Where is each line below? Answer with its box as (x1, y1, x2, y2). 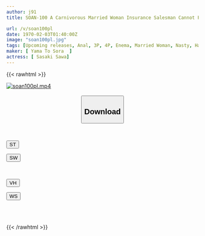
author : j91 (6, 9, 37, 15)
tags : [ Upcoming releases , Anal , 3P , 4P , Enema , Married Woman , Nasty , (6, 43, 192, 49)
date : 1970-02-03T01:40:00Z (6, 31, 78, 37)
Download (84, 107, 121, 116)
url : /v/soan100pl (6, 26, 53, 32)
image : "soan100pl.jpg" (6, 37, 67, 43)
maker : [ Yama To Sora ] (6, 48, 72, 55)
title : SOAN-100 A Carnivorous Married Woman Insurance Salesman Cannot (6, 15, 195, 21)
